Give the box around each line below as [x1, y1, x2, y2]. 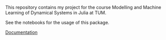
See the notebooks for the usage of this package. [5, 20, 110, 25]
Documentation [5, 29, 38, 35]
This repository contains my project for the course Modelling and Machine [5, 5, 161, 10]
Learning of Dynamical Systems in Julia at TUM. [5, 10, 107, 16]
